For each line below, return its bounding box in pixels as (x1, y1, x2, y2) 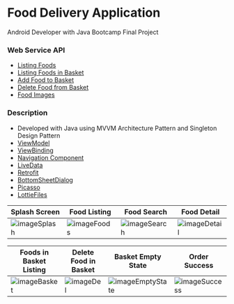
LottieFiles (17, 190, 47, 199)
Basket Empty (114, 252, 162, 262)
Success (184, 260, 214, 270)
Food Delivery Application (7, 5, 161, 21)
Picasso (17, 183, 40, 191)
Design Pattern (17, 131, 61, 140)
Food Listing (69, 207, 111, 216)
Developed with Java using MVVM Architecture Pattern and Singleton (17, 124, 217, 132)
